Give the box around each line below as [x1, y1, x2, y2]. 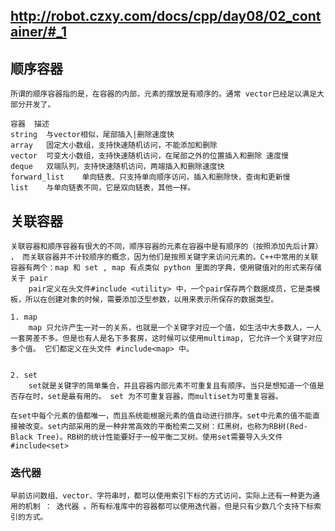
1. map [10, 312, 38, 323]
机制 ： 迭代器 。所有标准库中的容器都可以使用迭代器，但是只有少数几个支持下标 [24, 502, 315, 512]
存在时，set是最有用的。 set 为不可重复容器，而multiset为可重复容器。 [17, 392, 283, 402]
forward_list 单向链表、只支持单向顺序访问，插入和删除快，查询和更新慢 [10, 172, 291, 183]
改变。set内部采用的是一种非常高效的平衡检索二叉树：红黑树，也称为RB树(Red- [24, 422, 308, 432]
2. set [10, 370, 38, 381]
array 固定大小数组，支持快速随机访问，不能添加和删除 [10, 140, 218, 151]
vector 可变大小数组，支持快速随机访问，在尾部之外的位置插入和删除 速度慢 [10, 151, 289, 161]
